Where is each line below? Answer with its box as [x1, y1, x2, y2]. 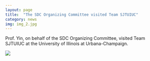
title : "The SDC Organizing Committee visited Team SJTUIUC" [5, 12, 138, 17]
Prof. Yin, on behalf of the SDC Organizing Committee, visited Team [5, 35, 145, 41]
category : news [5, 17, 37, 22]
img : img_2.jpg [5, 21, 37, 27]
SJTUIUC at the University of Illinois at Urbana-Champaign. [5, 41, 128, 47]
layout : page [5, 7, 33, 13]
